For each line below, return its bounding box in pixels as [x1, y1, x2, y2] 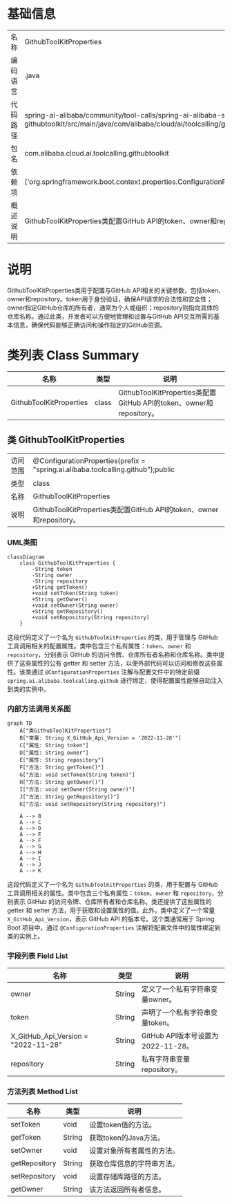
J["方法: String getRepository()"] [19, 793, 120, 800]
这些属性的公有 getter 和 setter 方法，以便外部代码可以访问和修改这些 [19, 659, 217, 667]
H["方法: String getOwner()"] [19, 779, 105, 786]
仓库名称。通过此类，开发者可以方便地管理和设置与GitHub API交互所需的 [7, 312, 214, 320]
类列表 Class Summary [7, 348, 139, 364]
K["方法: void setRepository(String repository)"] [19, 801, 166, 808]
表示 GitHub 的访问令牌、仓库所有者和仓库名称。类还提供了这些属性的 [12, 898, 212, 906]
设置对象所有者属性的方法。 [89, 1145, 180, 1155]
